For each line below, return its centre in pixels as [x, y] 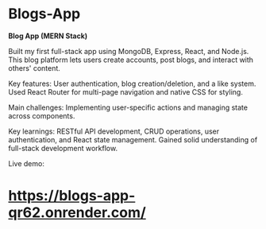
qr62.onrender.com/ [77, 213]
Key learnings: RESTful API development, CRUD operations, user [114, 131]
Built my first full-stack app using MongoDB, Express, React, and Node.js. [129, 51]
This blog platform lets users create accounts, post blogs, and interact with [131, 60]
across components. [42, 115]
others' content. [35, 68]
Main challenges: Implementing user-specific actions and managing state [128, 107]
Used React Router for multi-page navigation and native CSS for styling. [126, 91]
